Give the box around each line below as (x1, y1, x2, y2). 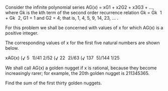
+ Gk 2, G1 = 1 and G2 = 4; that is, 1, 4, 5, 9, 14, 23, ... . (5, 15, 119, 21)
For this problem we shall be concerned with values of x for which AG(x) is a (5, 25, 163, 31)
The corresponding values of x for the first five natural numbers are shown (5, 40, 160, 46)
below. (5, 45, 19, 51)
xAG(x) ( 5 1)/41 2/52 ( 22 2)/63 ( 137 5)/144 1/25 (5, 55, 120, 61)
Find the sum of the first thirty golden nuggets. (5, 80, 102, 86)
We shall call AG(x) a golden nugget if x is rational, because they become (5, 65, 157, 71)
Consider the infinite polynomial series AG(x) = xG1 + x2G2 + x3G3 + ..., (5, 5, 154, 10)
